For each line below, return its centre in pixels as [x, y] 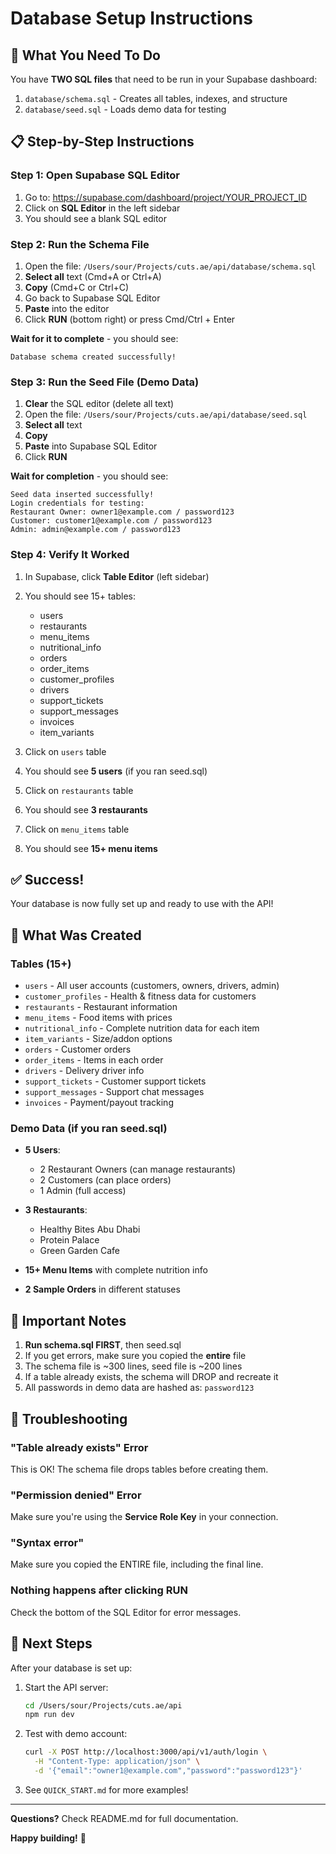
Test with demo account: [76, 1734]
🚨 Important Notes [68, 1320]
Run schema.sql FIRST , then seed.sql [103, 1345]
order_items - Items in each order [94, 1060]
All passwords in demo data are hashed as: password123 [139, 1388]
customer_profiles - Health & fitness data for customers [140, 996]
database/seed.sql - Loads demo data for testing [125, 109]
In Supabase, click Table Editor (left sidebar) [117, 576]
